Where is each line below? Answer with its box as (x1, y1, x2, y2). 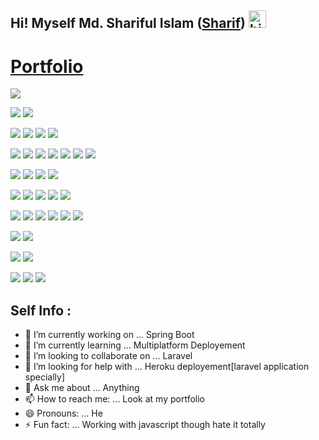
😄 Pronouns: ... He (24, 407, 103, 420)
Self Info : (10, 302, 72, 319)
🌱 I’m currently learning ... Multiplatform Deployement (24, 339, 246, 351)
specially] (24, 371, 65, 383)
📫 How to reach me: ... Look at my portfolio (24, 393, 205, 405)
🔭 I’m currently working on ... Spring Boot (24, 329, 195, 341)
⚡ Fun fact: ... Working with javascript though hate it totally (24, 419, 266, 431)
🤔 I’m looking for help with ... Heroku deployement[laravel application (24, 361, 310, 373)
